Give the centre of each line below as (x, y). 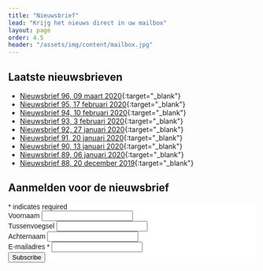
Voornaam (24, 215)
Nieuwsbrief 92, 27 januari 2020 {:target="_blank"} (102, 129)
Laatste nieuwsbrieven (65, 77)
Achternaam (27, 236)
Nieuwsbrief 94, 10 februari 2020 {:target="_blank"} (103, 112)
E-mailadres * (29, 247)
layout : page (30, 30)
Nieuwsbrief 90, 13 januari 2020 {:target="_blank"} (101, 146)
